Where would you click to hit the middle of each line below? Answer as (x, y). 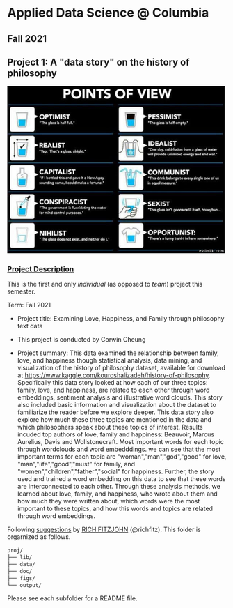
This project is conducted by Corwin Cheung (81, 340)
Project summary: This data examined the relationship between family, (118, 353)
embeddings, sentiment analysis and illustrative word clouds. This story (120, 397)
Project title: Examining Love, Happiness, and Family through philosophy (121, 319)
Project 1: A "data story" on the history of (98, 62)
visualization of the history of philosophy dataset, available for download (121, 368)
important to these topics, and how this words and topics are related (115, 509)
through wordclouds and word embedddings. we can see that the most (119, 449)
